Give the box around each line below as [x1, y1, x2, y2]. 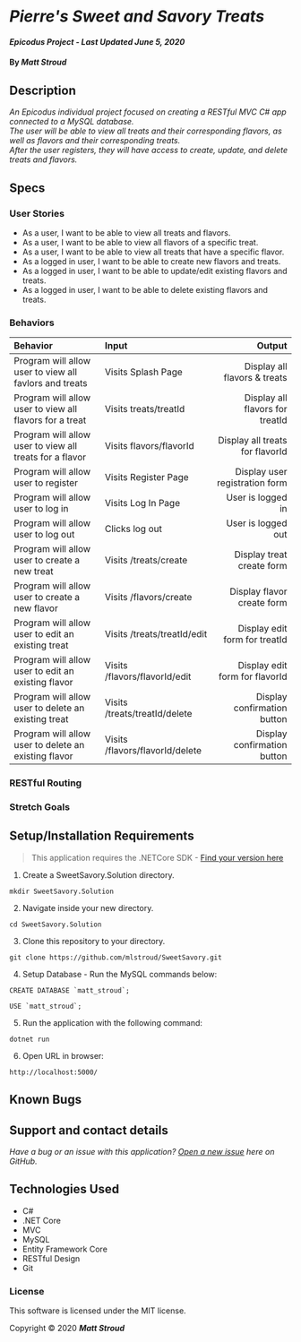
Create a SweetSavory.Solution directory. [21, 869, 175, 880]
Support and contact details [9, 1123, 168, 1138]
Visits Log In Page [104, 497, 181, 510]
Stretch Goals [9, 801, 70, 813]
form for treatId [223, 633, 288, 646]
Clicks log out [104, 522, 163, 535]
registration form [216, 477, 288, 489]
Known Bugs [9, 1092, 82, 1107]
